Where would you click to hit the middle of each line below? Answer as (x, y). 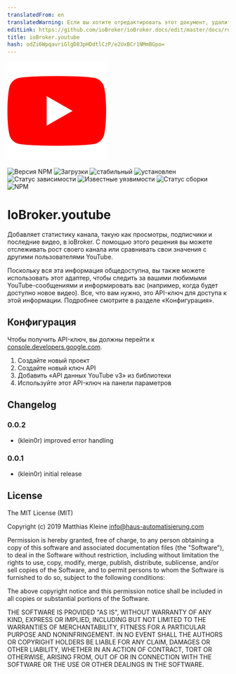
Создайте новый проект (53, 360)
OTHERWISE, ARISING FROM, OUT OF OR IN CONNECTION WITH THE (110, 656)
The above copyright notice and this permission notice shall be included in (115, 591)
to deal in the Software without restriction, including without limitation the (113, 555)
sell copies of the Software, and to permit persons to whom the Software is (116, 570)
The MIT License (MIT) (40, 512)
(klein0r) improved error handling (65, 440)
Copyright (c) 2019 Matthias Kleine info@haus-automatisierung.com (106, 526)
